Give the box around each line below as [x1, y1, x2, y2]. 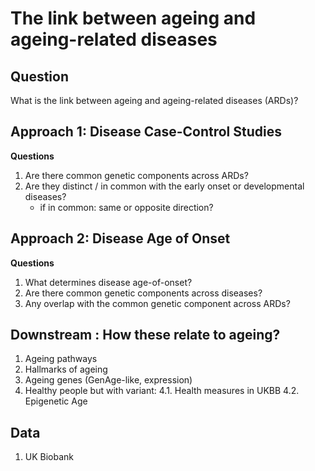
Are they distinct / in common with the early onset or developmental [24, 180, 305, 192]
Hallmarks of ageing [24, 363, 108, 376]
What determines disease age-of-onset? [24, 276, 193, 288]
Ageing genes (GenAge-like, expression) [24, 374, 193, 386]
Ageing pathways [24, 353, 98, 365]
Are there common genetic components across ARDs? [24, 169, 249, 181]
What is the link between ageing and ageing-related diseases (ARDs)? [10, 95, 299, 106]
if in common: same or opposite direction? [39, 201, 214, 213]
